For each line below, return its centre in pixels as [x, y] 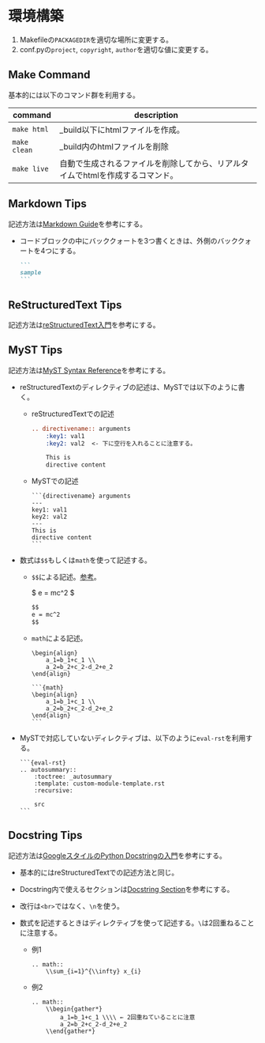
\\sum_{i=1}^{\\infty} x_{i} [94, 971]
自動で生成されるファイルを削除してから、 [138, 163]
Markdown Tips [47, 204]
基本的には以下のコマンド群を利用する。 [74, 95]
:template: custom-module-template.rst [100, 784]
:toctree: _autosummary [73, 777]
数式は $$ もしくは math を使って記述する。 [86, 560]
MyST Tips [35, 350]
